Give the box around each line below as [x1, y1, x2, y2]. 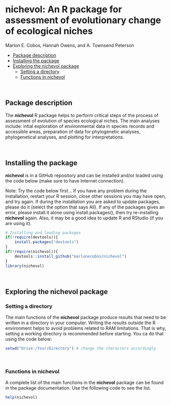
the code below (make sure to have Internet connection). [5, 177, 125, 184]
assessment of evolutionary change [5, 14, 161, 26]
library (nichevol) [5, 263, 44, 268]
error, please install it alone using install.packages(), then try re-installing [5, 209, 159, 215]
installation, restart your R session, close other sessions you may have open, [5, 193, 166, 199]
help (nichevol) [5, 395, 38, 400]
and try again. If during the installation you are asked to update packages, [5, 198, 160, 205]
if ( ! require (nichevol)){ [5, 249, 58, 254]
